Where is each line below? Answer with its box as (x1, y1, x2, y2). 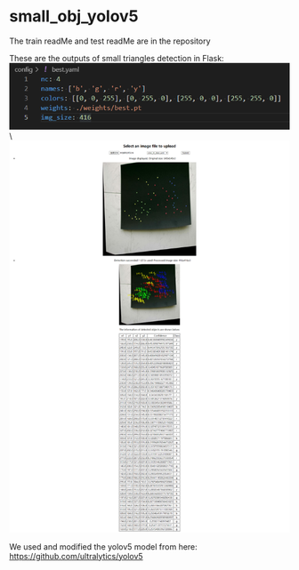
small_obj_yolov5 (9, 6, 140, 27)
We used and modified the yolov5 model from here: (9, 541, 198, 552)
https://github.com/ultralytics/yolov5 (9, 550, 144, 561)
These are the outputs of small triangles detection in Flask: (9, 52, 224, 63)
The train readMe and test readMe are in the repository (9, 36, 211, 46)
